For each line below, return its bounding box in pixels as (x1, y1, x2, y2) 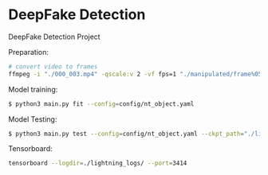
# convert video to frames (8, 62, 98, 71)
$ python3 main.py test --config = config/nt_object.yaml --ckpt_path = (8, 130, 245, 138)
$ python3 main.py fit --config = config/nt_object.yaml (8, 99, 195, 108)
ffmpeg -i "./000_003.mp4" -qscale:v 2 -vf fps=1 (8, 70, 177, 78)
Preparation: (8, 47, 49, 56)
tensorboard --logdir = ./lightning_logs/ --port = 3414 (8, 159, 187, 168)
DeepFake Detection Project (8, 32, 101, 41)
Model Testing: (8, 114, 57, 124)
